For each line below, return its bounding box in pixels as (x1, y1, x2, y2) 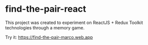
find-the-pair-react (5, 3, 86, 15)
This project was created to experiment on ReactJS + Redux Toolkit (5, 20, 143, 25)
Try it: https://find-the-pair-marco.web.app (5, 34, 93, 40)
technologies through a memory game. (5, 24, 85, 30)
